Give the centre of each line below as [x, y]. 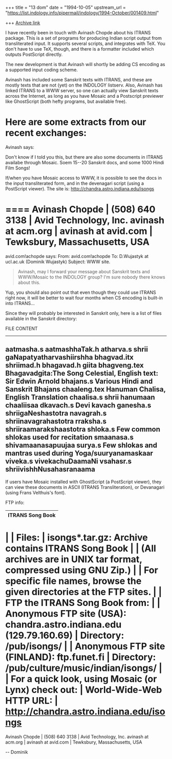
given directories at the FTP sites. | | [84, 592]
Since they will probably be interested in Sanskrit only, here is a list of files [84, 313]
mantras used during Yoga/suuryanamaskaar [79, 453]
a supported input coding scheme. [42, 70]
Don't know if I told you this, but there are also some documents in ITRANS [84, 157]
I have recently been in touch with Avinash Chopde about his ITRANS [78, 32]
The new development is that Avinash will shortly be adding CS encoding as [85, 64]
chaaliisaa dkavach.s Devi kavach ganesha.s [78, 406]
